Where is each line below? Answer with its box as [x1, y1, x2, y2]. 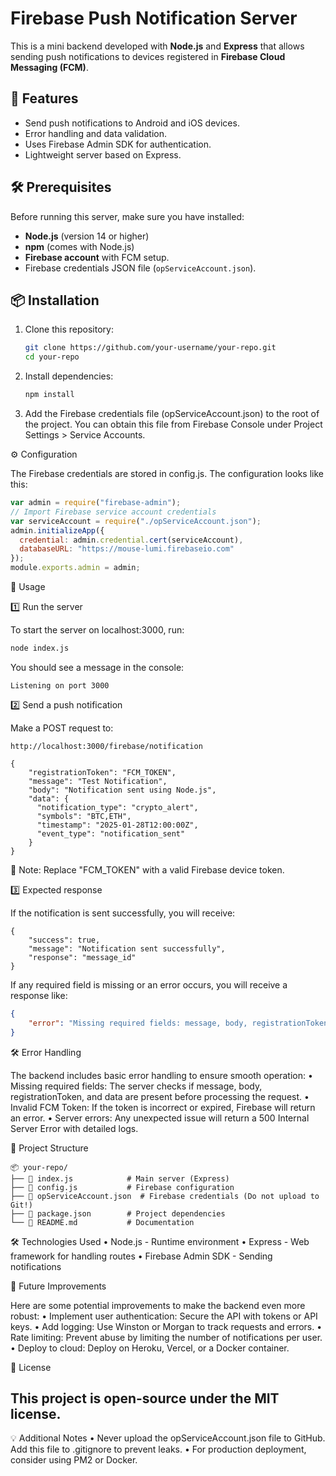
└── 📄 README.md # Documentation [10, 1217, 195, 1227]
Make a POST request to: [10, 722, 114, 734]
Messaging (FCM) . [10, 61, 89, 73]
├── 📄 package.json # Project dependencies [10, 1208, 226, 1219]
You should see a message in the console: [10, 661, 185, 673]
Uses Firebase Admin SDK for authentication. [24, 138, 212, 150]
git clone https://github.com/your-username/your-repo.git [24, 343, 277, 353]
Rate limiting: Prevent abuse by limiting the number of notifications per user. [10, 1331, 323, 1343]
